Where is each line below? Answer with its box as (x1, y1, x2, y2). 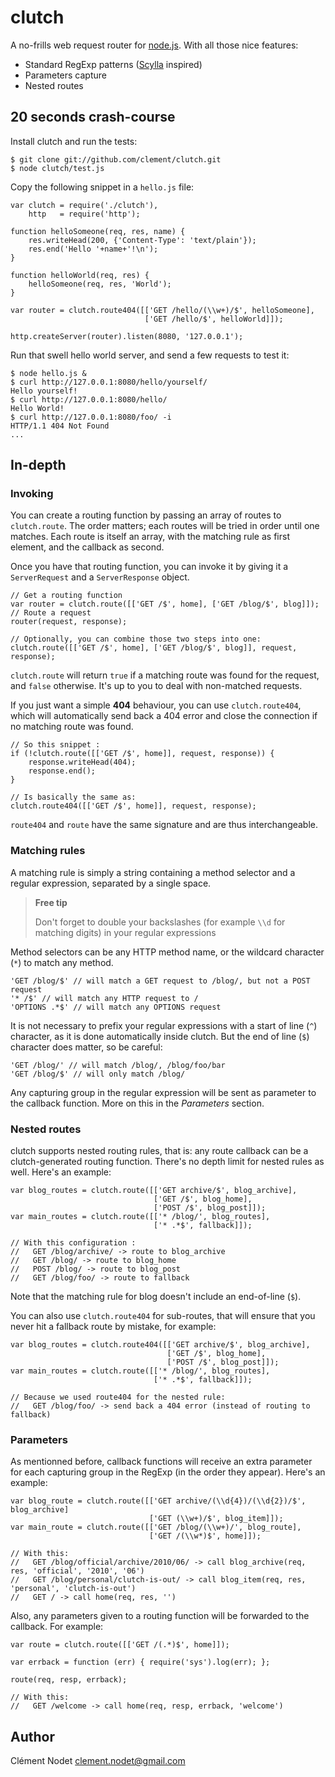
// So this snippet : (10, 740, 101, 750)
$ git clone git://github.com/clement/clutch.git (10, 154, 222, 165)
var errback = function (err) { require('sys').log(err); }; (10, 1657, 271, 1668)
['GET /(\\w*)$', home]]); (148, 1531, 262, 1541)
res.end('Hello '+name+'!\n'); (28, 244, 159, 254)
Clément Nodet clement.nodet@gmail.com (10, 1755, 186, 1767)
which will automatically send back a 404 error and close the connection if (10, 710, 318, 722)
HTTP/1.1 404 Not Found (10, 421, 110, 431)
